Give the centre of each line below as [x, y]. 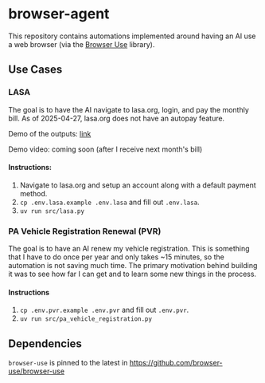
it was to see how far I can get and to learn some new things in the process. [132, 274]
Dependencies [45, 344]
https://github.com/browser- [176, 363]
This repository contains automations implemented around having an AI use [132, 36]
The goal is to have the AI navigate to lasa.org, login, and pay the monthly [129, 109]
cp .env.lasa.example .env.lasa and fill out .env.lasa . [110, 202]
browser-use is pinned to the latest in [68, 363]
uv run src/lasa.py [52, 211]
